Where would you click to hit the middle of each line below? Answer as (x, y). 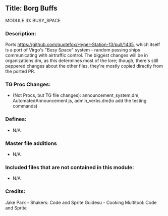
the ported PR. (20, 71)
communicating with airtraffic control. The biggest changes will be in (76, 56)
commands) (25, 106)
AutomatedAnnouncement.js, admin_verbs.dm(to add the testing (79, 101)
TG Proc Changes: (28, 84)
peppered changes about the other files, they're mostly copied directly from (84, 66)
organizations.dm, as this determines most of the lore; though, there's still (82, 61)
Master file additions (31, 143)
